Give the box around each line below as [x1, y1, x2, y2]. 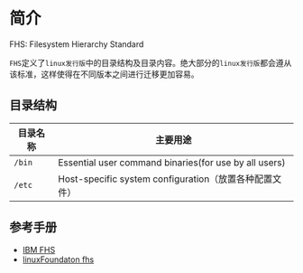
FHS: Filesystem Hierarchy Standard [9, 38, 144, 50]
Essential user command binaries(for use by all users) [58, 155, 286, 168]
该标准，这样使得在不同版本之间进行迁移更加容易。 [9, 69, 199, 80]
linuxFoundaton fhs [22, 254, 95, 265]
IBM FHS [22, 244, 56, 255]
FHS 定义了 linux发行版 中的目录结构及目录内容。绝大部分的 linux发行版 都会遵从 [9, 57, 292, 68]
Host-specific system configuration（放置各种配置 [58, 173, 273, 185]
